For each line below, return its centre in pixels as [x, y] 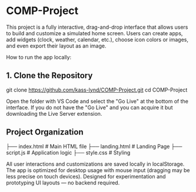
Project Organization [45, 132]
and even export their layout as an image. [56, 46]
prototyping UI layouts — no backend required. [63, 183]
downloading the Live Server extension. [54, 113]
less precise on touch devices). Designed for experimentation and [86, 176]
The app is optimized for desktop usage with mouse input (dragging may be [98, 170]
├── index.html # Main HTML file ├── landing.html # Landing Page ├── [94, 146]
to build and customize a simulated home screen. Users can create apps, [94, 33]
